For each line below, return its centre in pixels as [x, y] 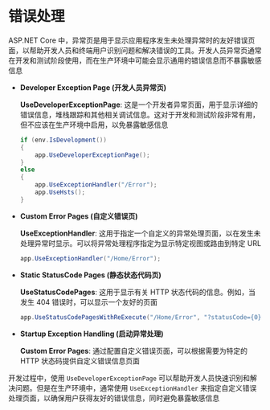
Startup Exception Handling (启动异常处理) [92, 334]
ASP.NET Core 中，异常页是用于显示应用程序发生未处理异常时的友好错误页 [132, 40]
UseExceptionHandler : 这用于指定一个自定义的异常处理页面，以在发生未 [140, 233]
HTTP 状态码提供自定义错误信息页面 [80, 361]
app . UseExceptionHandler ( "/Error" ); [96, 185]
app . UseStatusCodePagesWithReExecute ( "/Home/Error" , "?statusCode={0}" [142, 317]
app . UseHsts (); [60, 193]
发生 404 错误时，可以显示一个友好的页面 [89, 301]
